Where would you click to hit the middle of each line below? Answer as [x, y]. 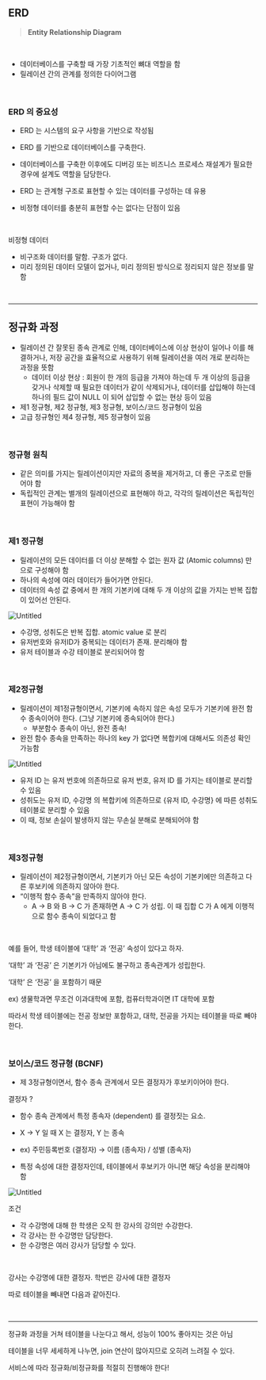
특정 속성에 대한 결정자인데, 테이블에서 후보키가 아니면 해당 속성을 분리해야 [135, 1167]
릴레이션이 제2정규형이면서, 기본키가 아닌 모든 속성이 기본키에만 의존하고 [132, 876]
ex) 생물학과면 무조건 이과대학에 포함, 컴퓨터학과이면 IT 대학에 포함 [112, 999]
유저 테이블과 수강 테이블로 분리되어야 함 [82, 652]
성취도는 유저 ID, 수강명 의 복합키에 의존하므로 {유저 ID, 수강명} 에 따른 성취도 [139, 799]
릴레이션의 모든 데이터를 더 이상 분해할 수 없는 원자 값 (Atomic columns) [131, 560]
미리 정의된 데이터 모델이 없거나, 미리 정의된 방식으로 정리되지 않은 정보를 [133, 267]
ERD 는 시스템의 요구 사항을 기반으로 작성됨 [87, 131]
